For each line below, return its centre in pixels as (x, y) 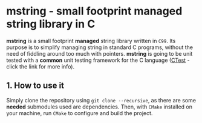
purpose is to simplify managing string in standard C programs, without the (100, 47)
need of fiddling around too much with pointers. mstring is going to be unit (99, 53)
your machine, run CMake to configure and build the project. (80, 113)
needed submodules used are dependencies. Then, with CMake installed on (99, 107)
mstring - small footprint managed (94, 11)
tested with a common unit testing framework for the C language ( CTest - (98, 60)
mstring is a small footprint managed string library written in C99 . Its (91, 41)
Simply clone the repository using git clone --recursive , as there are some (101, 100)
